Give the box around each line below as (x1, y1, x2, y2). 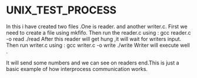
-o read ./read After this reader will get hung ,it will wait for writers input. (6, 35, 182, 42)
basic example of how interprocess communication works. (6, 65, 148, 72)
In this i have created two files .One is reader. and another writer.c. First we (6, 23, 188, 30)
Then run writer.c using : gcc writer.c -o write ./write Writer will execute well (6, 42, 190, 49)
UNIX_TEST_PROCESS (6, 4, 116, 17)
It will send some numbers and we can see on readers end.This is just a (6, 59, 179, 66)
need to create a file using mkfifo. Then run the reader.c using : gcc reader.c (6, 29, 191, 36)
